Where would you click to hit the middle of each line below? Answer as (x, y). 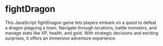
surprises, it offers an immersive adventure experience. (61, 38)
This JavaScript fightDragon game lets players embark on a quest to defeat (81, 23)
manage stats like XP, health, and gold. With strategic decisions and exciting (82, 33)
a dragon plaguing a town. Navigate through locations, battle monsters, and (81, 27)
